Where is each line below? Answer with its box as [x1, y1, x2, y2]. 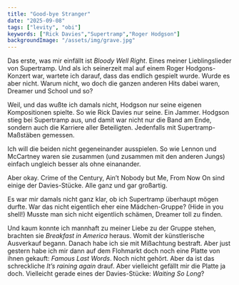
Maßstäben [7, 131, 41, 140]
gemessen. [41, 131, 75, 140]
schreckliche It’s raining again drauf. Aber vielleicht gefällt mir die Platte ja [7, 261, 226, 271]
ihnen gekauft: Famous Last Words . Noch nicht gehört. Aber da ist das [7, 254, 215, 263]
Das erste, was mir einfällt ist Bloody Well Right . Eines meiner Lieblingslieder [7, 56, 232, 65]
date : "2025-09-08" [7, 17, 66, 24]
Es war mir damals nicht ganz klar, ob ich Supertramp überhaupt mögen [7, 195, 219, 204]
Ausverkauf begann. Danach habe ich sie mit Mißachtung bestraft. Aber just [7, 239, 230, 248]
